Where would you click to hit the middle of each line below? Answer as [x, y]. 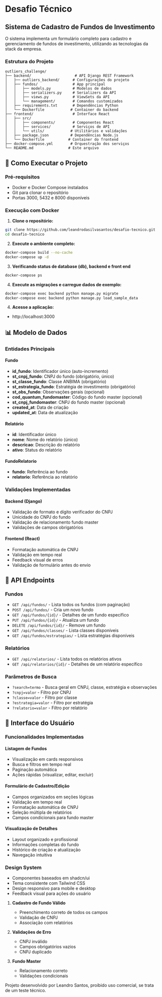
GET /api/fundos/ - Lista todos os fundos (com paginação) [71, 605]
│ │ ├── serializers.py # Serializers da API [61, 93]
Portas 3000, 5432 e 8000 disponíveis [51, 197]
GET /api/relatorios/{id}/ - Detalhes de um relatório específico [77, 664]
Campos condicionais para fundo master [53, 817]
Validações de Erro [32, 932]
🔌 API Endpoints [30, 580]
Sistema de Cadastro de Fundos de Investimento [80, 27]
